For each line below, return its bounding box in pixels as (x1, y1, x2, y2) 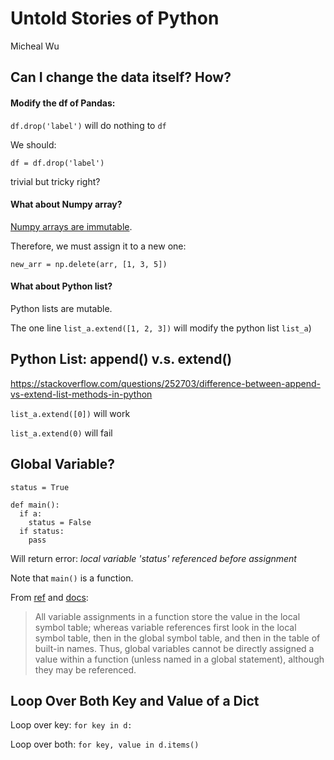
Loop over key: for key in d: (10, 719, 133, 731)
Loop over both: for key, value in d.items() (10, 738, 200, 751)
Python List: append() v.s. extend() (10, 351, 233, 368)
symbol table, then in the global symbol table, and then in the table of (34, 632, 321, 644)
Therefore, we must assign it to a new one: (10, 240, 187, 252)
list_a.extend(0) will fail (10, 427, 113, 439)
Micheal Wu (10, 40, 60, 52)
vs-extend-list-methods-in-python (10, 388, 153, 400)
